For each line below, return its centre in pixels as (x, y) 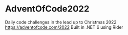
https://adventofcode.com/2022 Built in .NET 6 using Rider (64, 27)
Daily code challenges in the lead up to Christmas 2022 (61, 22)
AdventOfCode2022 (47, 9)
